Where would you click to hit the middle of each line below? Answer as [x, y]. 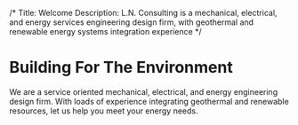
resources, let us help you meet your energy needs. [104, 111]
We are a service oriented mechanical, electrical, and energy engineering [144, 91]
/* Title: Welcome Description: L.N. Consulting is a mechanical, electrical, [143, 13]
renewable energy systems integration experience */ [105, 31]
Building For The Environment [121, 68]
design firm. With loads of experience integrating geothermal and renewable [149, 101]
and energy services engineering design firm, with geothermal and [132, 22]
